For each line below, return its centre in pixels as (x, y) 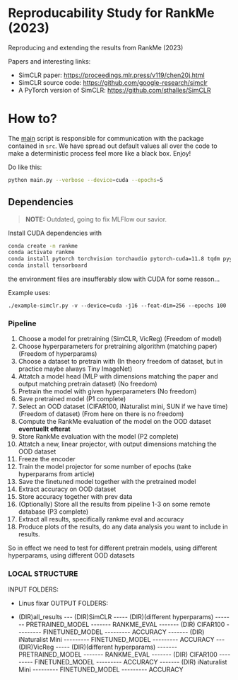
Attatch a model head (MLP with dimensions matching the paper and (118, 376)
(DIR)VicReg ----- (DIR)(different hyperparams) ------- (97, 647)
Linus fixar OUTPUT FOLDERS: (63, 603)
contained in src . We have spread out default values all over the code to (113, 146)
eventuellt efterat (44, 429)
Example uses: (29, 293)
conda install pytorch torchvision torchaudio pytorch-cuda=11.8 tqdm (114, 259)
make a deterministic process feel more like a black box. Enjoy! (100, 153)
